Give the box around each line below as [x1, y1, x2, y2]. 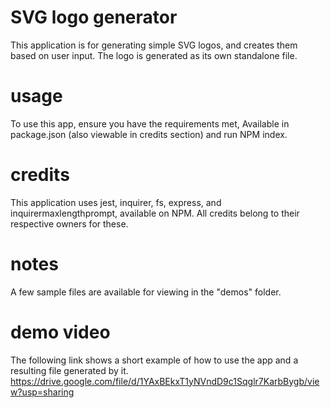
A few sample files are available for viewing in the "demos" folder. [10, 286, 282, 298]
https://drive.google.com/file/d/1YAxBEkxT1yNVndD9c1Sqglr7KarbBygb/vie [10, 375, 320, 387]
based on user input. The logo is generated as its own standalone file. [10, 49, 298, 61]
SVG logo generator [10, 6, 178, 29]
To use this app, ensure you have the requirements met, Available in [10, 117, 290, 130]
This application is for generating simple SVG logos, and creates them [10, 39, 298, 51]
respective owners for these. [10, 217, 129, 230]
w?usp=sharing [10, 386, 75, 398]
